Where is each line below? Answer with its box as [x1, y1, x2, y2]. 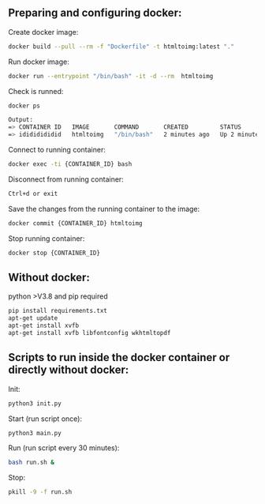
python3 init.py [8, 399, 62, 408]
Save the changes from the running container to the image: [8, 204, 200, 213]
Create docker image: [8, 27, 79, 36]
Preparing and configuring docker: [8, 6, 182, 20]
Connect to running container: [8, 145, 106, 155]
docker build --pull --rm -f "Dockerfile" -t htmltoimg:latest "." [8, 43, 235, 51]
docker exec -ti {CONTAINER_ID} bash [8, 160, 132, 168]
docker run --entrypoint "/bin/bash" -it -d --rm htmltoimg [8, 72, 214, 80]
